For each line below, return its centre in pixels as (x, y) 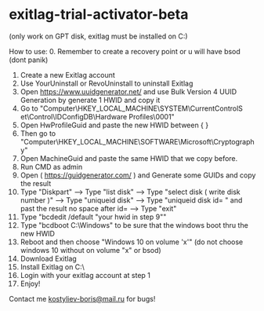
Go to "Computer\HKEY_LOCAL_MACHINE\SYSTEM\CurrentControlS (132, 108)
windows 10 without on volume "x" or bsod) (90, 250)
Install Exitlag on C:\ (52, 267)
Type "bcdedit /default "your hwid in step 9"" (93, 217)
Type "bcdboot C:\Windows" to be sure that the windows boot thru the (134, 225)
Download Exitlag (48, 258)
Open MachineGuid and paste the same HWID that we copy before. (129, 158)
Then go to (38, 133)
